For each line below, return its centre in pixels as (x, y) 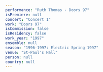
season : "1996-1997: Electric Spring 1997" (52, 48)
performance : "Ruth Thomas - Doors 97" (47, 10)
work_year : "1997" (25, 39)
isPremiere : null (24, 15)
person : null (19, 57)
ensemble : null (21, 43)
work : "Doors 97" (24, 24)
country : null (20, 62)
